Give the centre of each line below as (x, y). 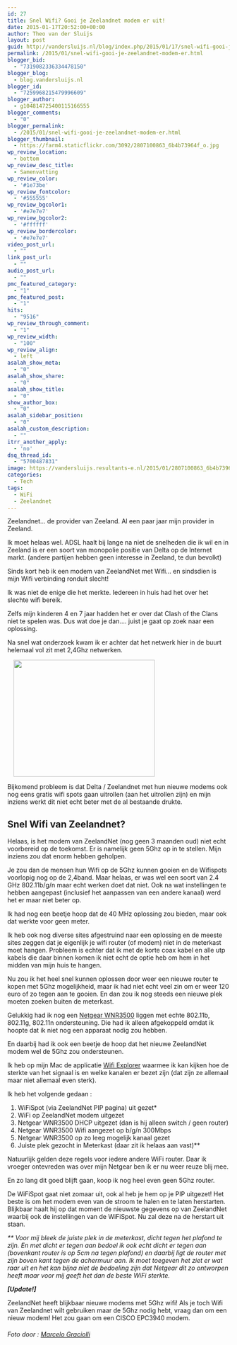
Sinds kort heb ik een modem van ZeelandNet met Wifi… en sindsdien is (112, 572)
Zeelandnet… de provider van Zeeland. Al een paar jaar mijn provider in (111, 521)
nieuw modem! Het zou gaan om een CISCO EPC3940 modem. (99, 1318)
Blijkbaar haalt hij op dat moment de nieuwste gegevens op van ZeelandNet (117, 1209)
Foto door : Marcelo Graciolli (49, 1334)
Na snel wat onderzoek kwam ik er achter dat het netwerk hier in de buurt (115, 642)
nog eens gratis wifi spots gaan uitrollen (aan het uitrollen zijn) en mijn (109, 795)
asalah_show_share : (36, 376)
